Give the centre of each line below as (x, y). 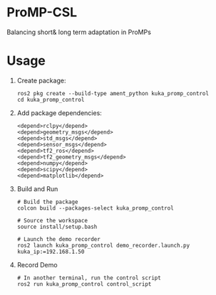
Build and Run (37, 188)
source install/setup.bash (57, 227)
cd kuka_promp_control (51, 100)
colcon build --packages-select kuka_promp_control (95, 208)
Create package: (41, 80)
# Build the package (47, 202)
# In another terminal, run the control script (89, 278)
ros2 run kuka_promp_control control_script (84, 284)
